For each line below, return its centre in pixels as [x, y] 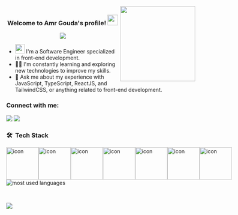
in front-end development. [47, 58]
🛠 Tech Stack [28, 135]
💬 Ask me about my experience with [59, 77]
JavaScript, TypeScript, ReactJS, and [61, 83]
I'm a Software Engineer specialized [70, 52]
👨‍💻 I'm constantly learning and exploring [65, 64]
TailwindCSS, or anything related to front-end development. [88, 90]
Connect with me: [33, 106]
